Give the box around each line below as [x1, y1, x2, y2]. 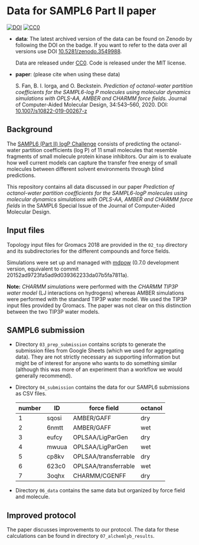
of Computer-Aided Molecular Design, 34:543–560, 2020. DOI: [15, 101, 169, 108]
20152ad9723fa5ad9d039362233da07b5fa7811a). [6, 271, 129, 279]
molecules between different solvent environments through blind [6, 165, 164, 172]
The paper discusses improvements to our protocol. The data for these [6, 526, 179, 533]
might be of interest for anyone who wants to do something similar [15, 360, 177, 367]
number [18, 404, 41, 412]
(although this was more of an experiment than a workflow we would [15, 366, 182, 373]
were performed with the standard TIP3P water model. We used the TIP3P [6, 295, 188, 302]
